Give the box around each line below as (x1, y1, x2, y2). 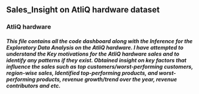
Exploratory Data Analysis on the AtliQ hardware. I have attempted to (6, 44, 184, 51)
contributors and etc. (6, 82, 61, 89)
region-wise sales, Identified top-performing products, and (6, 69, 158, 77)
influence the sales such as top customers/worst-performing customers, (6, 63, 194, 70)
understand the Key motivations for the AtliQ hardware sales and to (6, 50, 180, 57)
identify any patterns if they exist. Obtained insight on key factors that (6, 56, 187, 63)
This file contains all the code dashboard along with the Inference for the (6, 37, 193, 44)
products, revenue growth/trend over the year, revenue (36, 75, 177, 83)
